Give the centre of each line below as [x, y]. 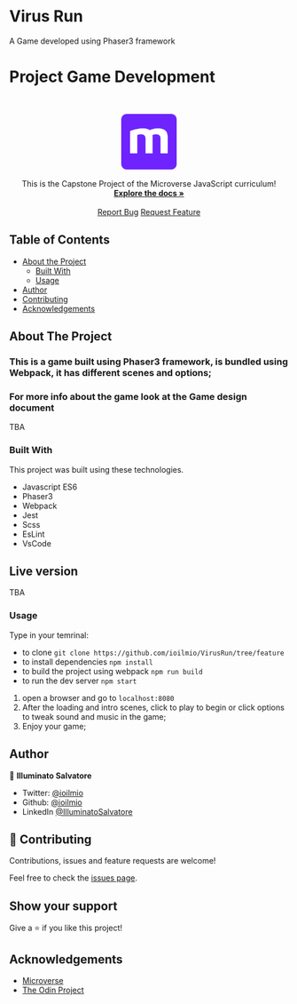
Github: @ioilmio [52, 802]
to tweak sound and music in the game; [94, 716]
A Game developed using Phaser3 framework [92, 41]
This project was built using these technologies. [97, 469]
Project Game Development [112, 77]
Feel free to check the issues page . [73, 878]
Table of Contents [60, 240]
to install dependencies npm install [87, 661]
